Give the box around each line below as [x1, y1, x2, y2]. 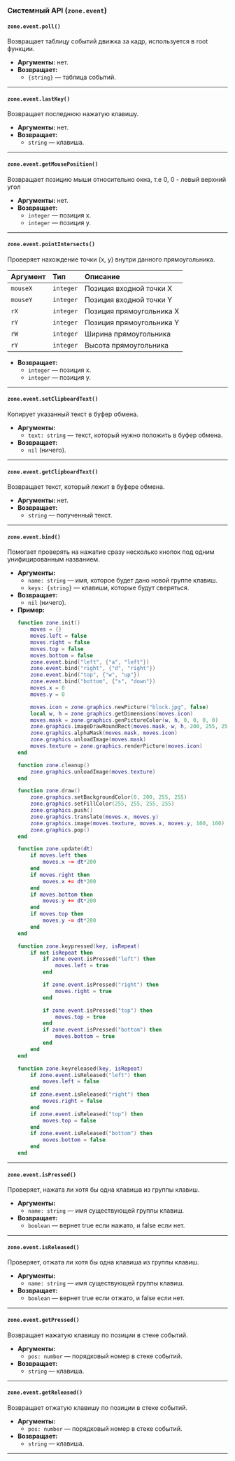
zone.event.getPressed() [7, 1316, 80, 1323]
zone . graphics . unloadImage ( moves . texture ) [30, 768, 156, 775]
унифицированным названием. [7, 555, 100, 564]
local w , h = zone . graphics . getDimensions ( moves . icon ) [30, 710, 194, 717]
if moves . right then [30, 871, 90, 878]
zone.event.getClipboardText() [7, 468, 99, 476]
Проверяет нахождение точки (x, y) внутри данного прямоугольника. [7, 255, 215, 264]
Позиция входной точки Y [85, 294, 173, 304]
